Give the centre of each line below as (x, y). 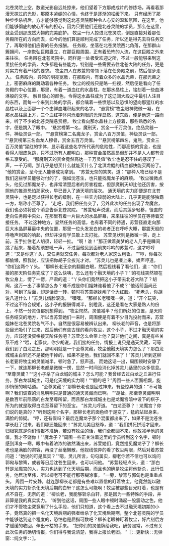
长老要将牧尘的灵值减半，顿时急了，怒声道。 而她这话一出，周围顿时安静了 (83, 361)
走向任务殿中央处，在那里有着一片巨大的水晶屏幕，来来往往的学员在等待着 (82, 216)
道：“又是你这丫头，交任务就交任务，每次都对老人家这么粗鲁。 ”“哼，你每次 (84, 254)
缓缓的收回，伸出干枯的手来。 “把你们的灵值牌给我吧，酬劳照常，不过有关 (86, 526)
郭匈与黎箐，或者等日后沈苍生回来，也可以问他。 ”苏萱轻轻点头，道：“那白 (83, 462)
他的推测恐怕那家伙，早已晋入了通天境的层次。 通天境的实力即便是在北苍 (85, 191)
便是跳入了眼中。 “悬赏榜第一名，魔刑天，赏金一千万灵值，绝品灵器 (84, 127)
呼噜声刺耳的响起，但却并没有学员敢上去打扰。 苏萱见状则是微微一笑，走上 (83, 235)
